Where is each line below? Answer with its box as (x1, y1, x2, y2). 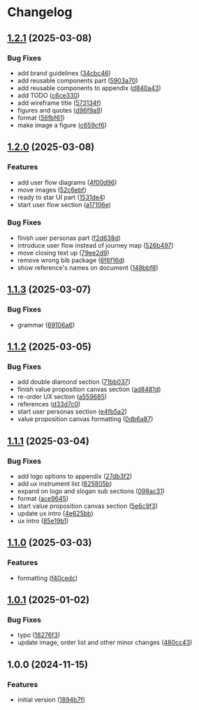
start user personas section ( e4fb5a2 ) (17, 407, 127, 416)
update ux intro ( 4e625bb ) (17, 509, 94, 518)
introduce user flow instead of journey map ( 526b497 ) (17, 241, 175, 249)
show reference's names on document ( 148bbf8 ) (17, 263, 159, 271)
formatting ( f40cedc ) (17, 574, 78, 582)
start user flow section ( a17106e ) (17, 200, 112, 208)
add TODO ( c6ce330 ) (17, 91, 80, 99)
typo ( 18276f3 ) (17, 631, 61, 639)
